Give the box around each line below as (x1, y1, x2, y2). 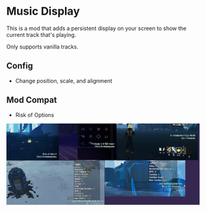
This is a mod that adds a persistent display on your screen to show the (6, 25, 187, 32)
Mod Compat (6, 95, 57, 105)
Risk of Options (15, 111, 55, 118)
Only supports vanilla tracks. (6, 43, 78, 50)
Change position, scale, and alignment (15, 77, 112, 84)
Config (6, 61, 33, 71)
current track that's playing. (6, 31, 77, 38)
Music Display (6, 4, 80, 18)
